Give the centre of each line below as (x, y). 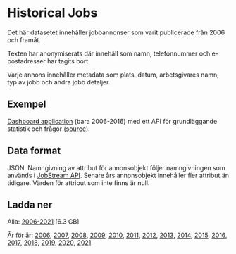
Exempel (27, 104)
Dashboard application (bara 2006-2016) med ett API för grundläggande (112, 121)
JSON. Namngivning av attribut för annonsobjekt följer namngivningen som (116, 167)
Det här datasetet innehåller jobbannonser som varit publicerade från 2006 (116, 32)
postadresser (26, 61)
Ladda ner (30, 204)
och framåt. (24, 39)
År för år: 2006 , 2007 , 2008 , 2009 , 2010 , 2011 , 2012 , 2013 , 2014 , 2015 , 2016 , (117, 235)
